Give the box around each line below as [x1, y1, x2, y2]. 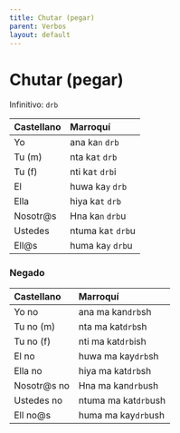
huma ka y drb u [70, 240, 133, 252]
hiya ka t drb [70, 195, 122, 208]
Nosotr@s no [14, 379, 71, 391]
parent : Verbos [9, 22, 67, 31]
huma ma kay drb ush [78, 408, 166, 421]
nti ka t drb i [70, 165, 117, 178]
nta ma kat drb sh [78, 320, 147, 332]
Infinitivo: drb [9, 99, 59, 110]
